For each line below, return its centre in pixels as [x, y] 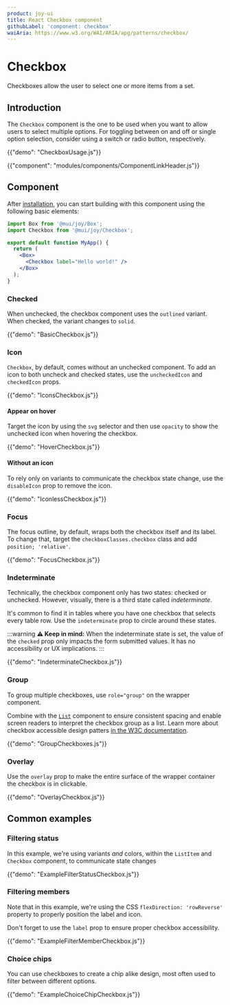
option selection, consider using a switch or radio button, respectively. [106, 139]
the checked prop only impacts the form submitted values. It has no [101, 641]
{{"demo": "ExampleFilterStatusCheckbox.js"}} [73, 874]
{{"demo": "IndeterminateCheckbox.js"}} [65, 662]
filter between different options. [52, 981]
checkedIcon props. [34, 382]
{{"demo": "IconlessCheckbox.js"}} [57, 499]
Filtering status [33, 838]
